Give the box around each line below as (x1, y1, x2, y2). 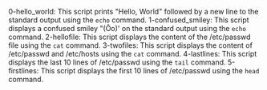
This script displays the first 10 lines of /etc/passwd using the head (40, 66, 260, 75)
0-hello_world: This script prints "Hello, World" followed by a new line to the (8, 7, 259, 16)
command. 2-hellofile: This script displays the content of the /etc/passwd (8, 32, 251, 41)
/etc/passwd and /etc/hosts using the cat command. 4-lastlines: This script (8, 49, 257, 58)
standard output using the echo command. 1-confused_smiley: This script (8, 15, 250, 25)
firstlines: (8, 66, 39, 75)
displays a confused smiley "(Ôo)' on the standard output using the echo (8, 24, 247, 33)
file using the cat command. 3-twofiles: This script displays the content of (8, 41, 253, 50)
